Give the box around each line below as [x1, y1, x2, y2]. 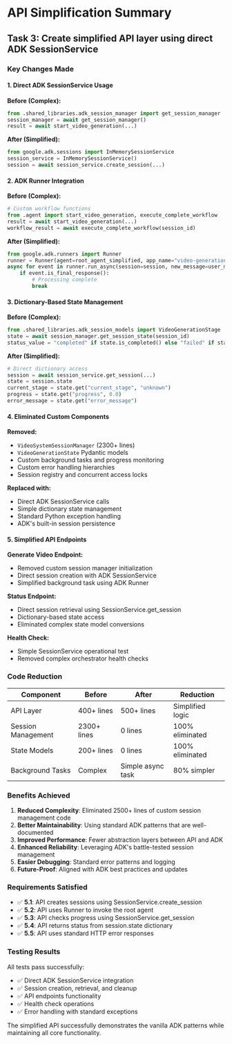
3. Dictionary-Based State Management [7, 298, 124, 306]
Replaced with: [7, 484, 52, 492]
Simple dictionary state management [17, 505, 122, 513]
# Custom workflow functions [7, 206, 91, 213]
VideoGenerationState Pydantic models [17, 449, 129, 457]
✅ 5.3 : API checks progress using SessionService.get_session [17, 914, 195, 922]
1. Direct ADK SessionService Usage [7, 81, 114, 89]
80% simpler [173, 765, 215, 775]
